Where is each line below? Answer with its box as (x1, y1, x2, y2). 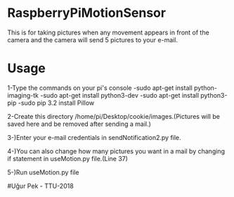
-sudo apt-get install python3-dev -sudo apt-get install (39, 91, 199, 99)
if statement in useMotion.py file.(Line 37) (7, 154, 129, 163)
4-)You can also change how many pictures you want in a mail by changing (7, 146, 225, 155)
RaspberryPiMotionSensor (7, 5, 167, 21)
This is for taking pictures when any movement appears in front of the (7, 28, 209, 37)
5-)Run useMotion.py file (7, 167, 79, 177)
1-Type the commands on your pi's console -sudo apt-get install (7, 83, 193, 92)
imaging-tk (7, 91, 39, 99)
